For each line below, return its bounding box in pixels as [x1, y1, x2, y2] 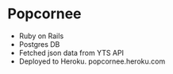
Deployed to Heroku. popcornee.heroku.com [18, 56, 166, 66]
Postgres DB [18, 39, 60, 49]
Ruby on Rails [18, 31, 64, 41]
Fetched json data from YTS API [18, 48, 125, 57]
